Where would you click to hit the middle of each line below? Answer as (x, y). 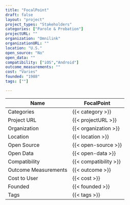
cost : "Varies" (21, 72)
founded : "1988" (23, 77)
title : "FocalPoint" (27, 10)
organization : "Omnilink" (33, 39)
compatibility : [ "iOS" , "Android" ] (42, 62)
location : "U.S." (24, 48)
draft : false (19, 15)
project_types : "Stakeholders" (39, 24)
